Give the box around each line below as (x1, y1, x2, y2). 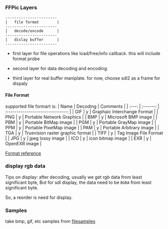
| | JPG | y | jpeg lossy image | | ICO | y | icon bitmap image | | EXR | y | (5, 135, 152, 141)
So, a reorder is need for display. (5, 194, 73, 200)
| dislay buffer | (5, 37, 59, 43)
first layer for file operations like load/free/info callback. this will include (12, 51, 160, 57)
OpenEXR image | (5, 140, 42, 146)
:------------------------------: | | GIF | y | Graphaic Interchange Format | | (5, 108, 158, 114)
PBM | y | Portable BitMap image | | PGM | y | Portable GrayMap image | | (5, 119, 156, 125)
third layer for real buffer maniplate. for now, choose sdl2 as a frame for (12, 75, 160, 81)
